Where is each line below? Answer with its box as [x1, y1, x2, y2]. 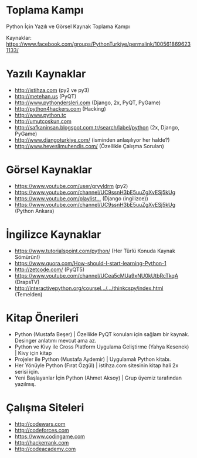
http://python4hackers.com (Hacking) [14, 105, 107, 112]
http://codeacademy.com [14, 445, 76, 452]
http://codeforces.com [14, 426, 69, 433]
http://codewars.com [14, 420, 66, 428]
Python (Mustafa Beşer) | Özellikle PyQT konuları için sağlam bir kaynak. [14, 330, 189, 337]
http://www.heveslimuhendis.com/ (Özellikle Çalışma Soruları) [14, 142, 164, 149]
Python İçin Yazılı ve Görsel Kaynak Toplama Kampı [6, 23, 130, 30]
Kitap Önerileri [6, 311, 79, 324]
